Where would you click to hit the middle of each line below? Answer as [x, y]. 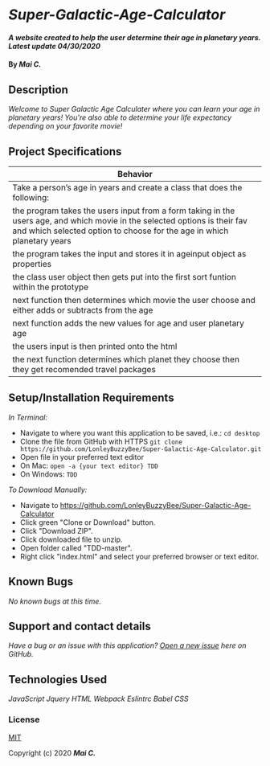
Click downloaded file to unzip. [71, 539]
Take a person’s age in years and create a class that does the [127, 188]
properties [32, 264]
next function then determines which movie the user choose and [134, 300]
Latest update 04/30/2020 [54, 46]
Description [38, 90]
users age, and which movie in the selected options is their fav [130, 221]
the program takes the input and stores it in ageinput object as [129, 254]
